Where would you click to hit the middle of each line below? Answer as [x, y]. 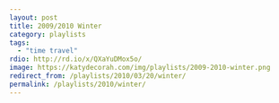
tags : [19, 43]
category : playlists [48, 34]
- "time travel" [48, 51]
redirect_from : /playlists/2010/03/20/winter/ [98, 76]
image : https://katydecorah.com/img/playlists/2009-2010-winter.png [140, 68]
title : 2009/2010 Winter [56, 26]
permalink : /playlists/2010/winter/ [78, 84]
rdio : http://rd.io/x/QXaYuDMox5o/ [76, 59]
